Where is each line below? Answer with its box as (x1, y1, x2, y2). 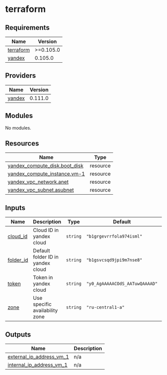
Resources (5, 139, 39, 148)
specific (33, 301, 52, 308)
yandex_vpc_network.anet (7, 178, 69, 185)
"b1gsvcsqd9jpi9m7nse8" (86, 257, 143, 263)
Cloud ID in (33, 227, 59, 234)
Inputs (5, 203, 26, 212)
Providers (5, 71, 36, 80)
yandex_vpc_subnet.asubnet (7, 187, 74, 194)
